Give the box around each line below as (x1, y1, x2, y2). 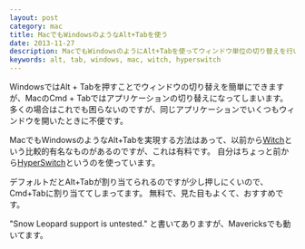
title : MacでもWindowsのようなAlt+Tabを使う (9, 30, 168, 39)
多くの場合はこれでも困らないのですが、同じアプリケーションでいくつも (9, 104, 280, 114)
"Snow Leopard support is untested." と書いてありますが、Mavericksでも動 (9, 218, 291, 229)
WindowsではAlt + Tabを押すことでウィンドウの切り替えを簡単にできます (9, 81, 285, 91)
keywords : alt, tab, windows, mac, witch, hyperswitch (9, 55, 221, 64)
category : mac (9, 22, 64, 31)
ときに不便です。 (64, 115, 129, 126)
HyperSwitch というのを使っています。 (17, 158, 161, 168)
